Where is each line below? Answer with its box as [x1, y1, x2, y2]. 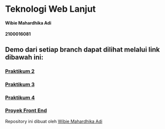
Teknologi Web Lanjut [5, 3, 96, 15]
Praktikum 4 [5, 94, 35, 101]
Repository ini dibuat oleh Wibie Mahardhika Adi [5, 118, 102, 124]
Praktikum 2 [5, 68, 35, 75]
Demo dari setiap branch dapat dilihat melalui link [5, 45, 160, 53]
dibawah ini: [5, 53, 44, 61]
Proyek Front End [5, 107, 47, 114]
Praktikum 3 [5, 81, 35, 88]
